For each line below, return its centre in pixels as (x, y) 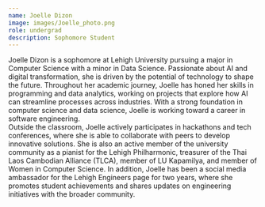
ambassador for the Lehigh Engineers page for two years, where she (121, 178)
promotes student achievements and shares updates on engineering (120, 186)
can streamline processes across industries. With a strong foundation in (126, 102)
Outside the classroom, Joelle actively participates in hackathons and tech (130, 127)
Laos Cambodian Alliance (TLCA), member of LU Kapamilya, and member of (133, 161)
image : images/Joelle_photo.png (61, 23)
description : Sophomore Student (61, 38)
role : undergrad (35, 30)
